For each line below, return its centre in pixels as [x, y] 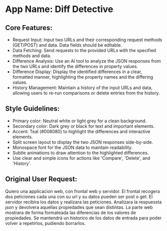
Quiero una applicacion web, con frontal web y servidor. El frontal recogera [82, 191]
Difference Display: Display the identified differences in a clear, [77, 72]
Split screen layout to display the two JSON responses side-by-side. [83, 142]
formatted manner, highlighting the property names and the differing [83, 77]
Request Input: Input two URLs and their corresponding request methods [87, 40]
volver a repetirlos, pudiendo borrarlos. [45, 223]
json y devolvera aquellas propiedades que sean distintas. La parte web [79, 207]
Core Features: [29, 28]
